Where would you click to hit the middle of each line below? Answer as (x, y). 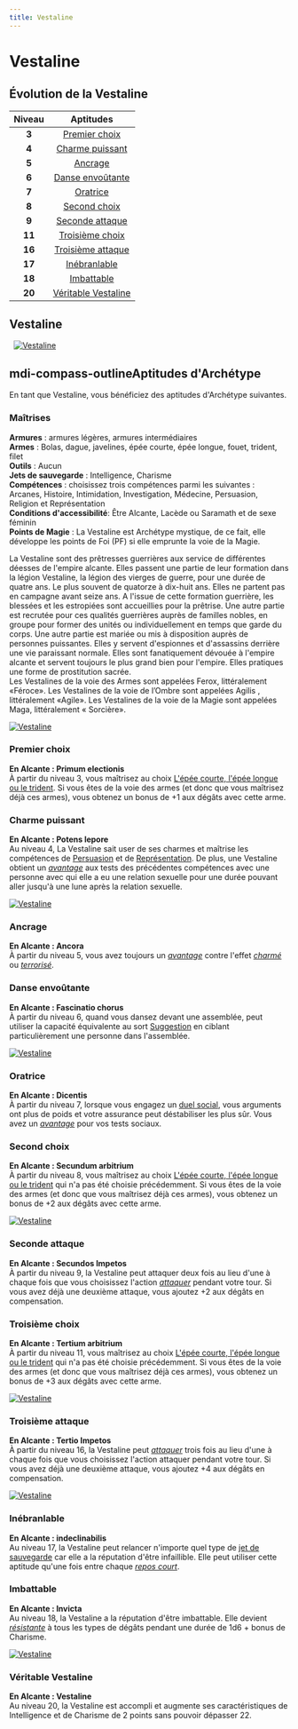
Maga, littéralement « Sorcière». (68, 709)
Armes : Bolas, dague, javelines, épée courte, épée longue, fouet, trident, (143, 447)
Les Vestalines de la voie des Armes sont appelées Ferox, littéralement (138, 681)
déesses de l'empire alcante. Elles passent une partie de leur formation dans (149, 567)
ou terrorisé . (32, 965)
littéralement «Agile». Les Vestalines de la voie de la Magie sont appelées (143, 700)
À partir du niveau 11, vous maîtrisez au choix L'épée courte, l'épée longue (145, 1352)
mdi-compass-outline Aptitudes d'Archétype (135, 373)
